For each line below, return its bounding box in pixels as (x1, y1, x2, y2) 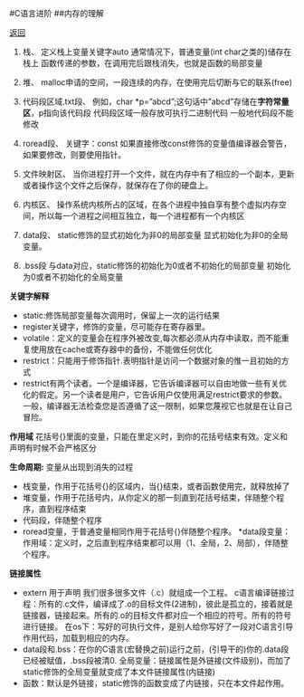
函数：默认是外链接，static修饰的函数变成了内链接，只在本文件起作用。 (22, 678, 290, 688)
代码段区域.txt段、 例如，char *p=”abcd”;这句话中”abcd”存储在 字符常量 (22, 96, 290, 107)
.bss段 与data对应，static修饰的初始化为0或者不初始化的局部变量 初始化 (22, 261, 291, 271)
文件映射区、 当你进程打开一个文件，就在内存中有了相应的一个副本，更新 (22, 168, 295, 179)
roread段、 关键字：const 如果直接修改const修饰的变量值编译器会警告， (22, 138, 292, 148)
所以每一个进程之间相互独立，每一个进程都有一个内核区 (38, 211, 245, 221)
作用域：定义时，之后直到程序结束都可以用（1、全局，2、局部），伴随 (22, 538, 281, 548)
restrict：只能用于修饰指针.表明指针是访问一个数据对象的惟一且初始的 (22, 356, 282, 366)
